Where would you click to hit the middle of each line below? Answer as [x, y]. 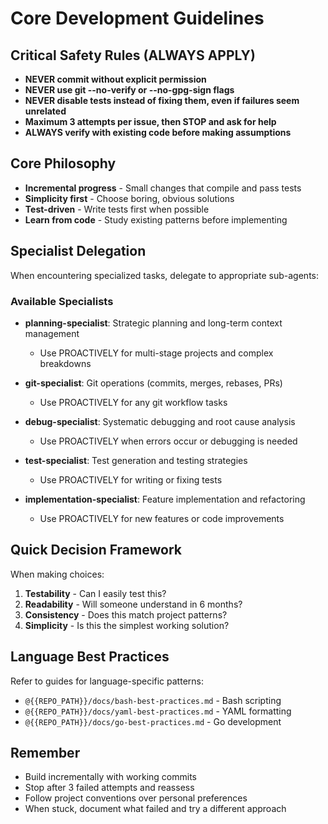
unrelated [45, 111]
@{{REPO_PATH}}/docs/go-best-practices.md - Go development [153, 721]
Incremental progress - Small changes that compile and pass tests [163, 188]
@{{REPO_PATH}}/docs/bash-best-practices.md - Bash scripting [153, 700]
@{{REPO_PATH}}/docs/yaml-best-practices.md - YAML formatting [158, 711]
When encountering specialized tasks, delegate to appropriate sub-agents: [165, 275]
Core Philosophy [63, 163]
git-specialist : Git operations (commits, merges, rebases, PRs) [153, 383]
